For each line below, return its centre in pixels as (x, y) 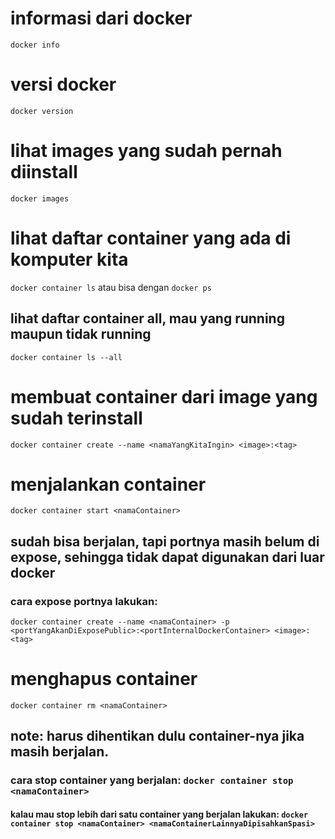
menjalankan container (108, 484)
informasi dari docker (101, 18)
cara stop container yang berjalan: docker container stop (152, 780)
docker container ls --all (66, 357)
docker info (35, 45)
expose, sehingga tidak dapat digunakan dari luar (167, 557)
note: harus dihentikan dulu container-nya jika (157, 736)
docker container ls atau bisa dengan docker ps (111, 287)
